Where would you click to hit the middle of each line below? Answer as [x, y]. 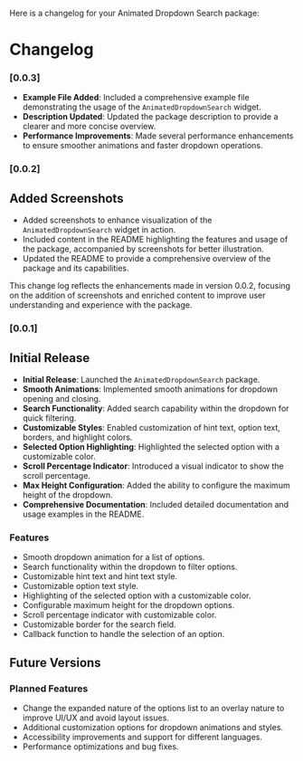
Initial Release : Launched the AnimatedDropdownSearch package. [141, 379]
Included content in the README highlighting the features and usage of [155, 240]
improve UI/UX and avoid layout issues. [96, 718]
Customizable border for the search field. [99, 624]
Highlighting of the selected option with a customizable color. [137, 595]
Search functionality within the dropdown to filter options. [130, 567]
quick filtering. [49, 418]
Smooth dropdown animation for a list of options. [114, 557]
